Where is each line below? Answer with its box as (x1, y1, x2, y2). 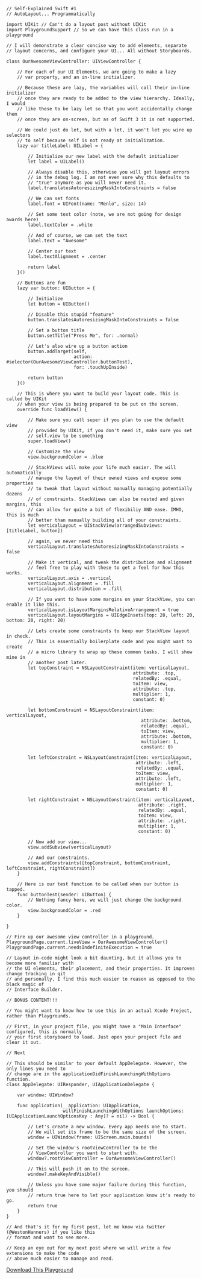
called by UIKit (6, 396, 47, 402)
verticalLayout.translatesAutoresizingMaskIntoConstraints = (28, 544, 185, 550)
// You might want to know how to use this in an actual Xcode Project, (6, 1008, 193, 1014)
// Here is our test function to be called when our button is (17, 881, 179, 887)
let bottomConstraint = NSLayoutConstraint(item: (28, 707, 155, 713)
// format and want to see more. (6, 1234, 90, 1240)
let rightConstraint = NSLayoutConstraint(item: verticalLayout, (28, 797, 196, 803)
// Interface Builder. (6, 987, 63, 993)
